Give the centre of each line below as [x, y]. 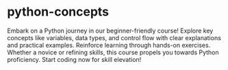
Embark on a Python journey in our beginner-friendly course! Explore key [110, 31]
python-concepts [58, 12]
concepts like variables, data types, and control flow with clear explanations [114, 37]
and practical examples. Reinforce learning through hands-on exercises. [109, 45]
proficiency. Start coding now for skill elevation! [74, 59]
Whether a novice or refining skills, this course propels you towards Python [113, 52]
